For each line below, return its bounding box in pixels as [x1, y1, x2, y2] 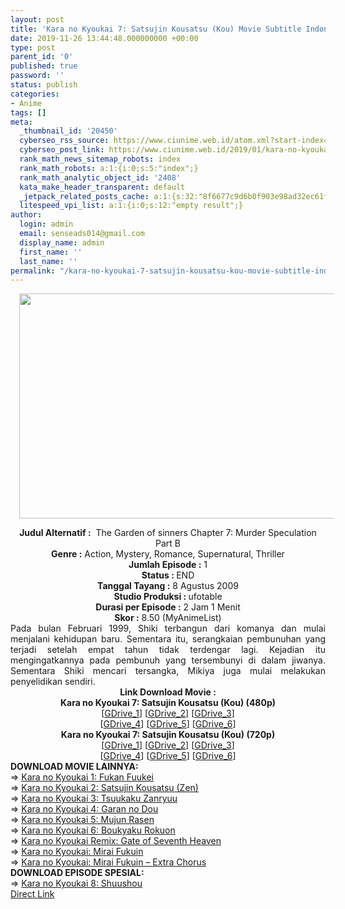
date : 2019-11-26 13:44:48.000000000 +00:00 [10, 33, 199, 43]
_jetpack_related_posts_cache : [19, 191, 150, 201]
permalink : [10, 266, 56, 276]
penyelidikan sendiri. [10, 676, 96, 688]
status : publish [10, 80, 78, 90]
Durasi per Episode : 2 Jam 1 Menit [95, 601, 241, 613]
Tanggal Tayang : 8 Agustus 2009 [97, 580, 239, 592]
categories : [10, 89, 60, 99]
